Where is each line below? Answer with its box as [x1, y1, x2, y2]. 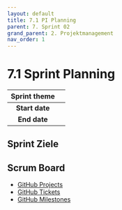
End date [17, 114, 48, 124]
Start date [15, 103, 50, 113]
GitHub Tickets [17, 188, 61, 196]
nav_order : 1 [7, 36, 45, 43]
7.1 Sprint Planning [7, 66, 116, 82]
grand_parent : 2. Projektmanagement [7, 29, 114, 37]
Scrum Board [7, 162, 66, 174]
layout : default [7, 10, 54, 17]
